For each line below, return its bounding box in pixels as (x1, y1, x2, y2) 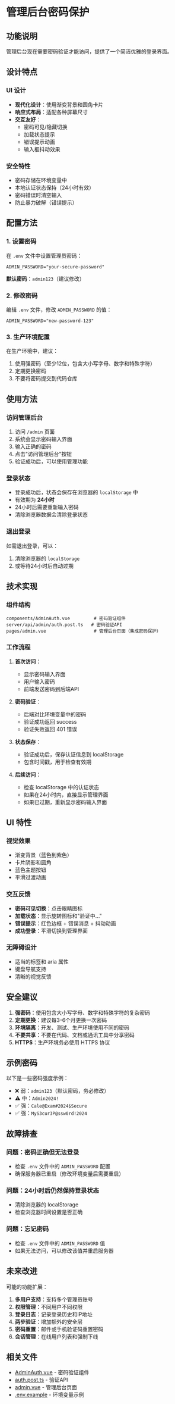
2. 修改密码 (6, 291, 38, 299)
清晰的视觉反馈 (14, 973, 52, 980)
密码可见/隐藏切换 (23, 123, 68, 130)
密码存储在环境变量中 (14, 176, 67, 183)
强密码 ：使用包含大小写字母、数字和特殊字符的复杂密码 (14, 1009, 150, 1016)
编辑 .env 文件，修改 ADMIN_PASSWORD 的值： (6, 306, 112, 313)
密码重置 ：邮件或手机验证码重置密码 (14, 1325, 104, 1333)
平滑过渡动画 (14, 874, 46, 881)
